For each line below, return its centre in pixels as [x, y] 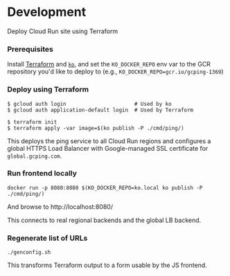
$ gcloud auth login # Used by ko [89, 104]
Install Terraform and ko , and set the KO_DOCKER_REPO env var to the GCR [109, 64]
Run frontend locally [42, 174]
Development [47, 12]
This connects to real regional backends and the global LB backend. [104, 220]
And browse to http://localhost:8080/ [60, 206]
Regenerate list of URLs [47, 238]
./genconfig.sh [29, 252]
